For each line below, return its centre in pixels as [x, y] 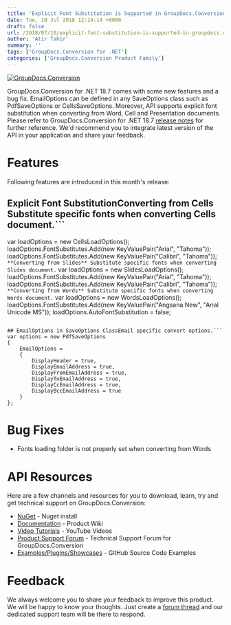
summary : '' [24, 45]
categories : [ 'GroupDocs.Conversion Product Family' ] [86, 58]
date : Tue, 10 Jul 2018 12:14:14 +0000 [64, 20]
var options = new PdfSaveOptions [57, 337]
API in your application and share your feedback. [76, 135]
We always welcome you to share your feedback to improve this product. [111, 600]
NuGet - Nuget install [47, 516]
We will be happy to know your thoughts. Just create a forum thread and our [115, 607]
